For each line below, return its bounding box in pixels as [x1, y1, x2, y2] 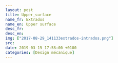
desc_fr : [5, 26, 24, 31]
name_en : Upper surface [5, 21, 56, 27]
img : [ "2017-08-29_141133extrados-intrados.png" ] [5, 36, 114, 41]
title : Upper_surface [5, 12, 52, 17]
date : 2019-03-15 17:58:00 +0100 [5, 45, 77, 50]
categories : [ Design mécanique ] [5, 50, 74, 55]
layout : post [5, 7, 33, 13]
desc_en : [5, 31, 24, 36]
